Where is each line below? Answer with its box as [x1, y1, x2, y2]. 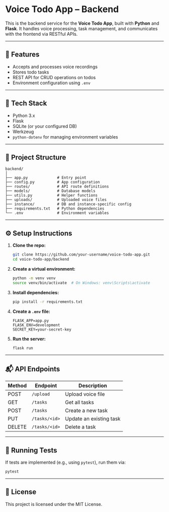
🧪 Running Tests [5, 446, 57, 455]
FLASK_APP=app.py [12, 318, 49, 323]
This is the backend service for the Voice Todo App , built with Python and [5, 20, 159, 26]
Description [78, 382, 107, 389]
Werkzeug [12, 129, 34, 135]
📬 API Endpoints [5, 364, 60, 373]
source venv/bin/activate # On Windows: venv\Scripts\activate [12, 280, 150, 285]
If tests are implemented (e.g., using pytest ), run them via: [5, 460, 126, 466]
